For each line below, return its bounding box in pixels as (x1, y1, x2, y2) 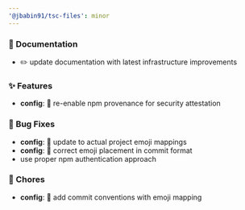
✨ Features (8, 80, 53, 91)
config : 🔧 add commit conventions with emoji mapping (19, 192, 202, 202)
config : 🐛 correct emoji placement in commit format (19, 146, 193, 155)
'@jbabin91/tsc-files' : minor (8, 11, 110, 20)
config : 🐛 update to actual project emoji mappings (19, 137, 187, 146)
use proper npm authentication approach (19, 154, 157, 163)
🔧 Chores (8, 174, 46, 185)
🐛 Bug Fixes (8, 118, 55, 130)
